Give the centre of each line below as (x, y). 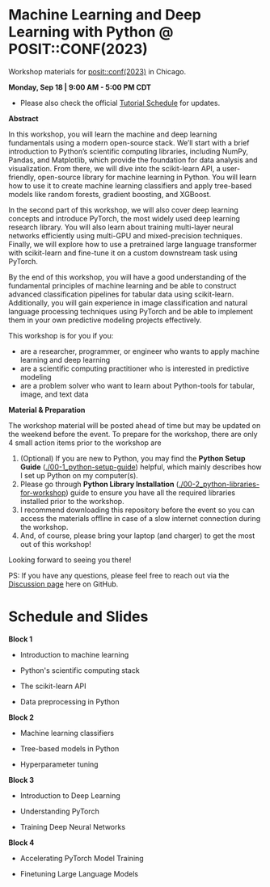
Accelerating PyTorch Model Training (82, 858)
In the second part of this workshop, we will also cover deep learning (123, 210)
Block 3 (21, 780)
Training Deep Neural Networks (73, 826)
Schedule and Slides (78, 617)
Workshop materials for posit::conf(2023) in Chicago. (97, 71)
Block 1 (21, 639)
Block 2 (21, 717)
